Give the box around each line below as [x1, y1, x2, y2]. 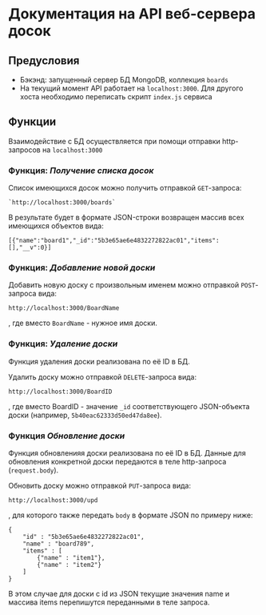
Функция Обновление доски [8, 430, 125, 441]
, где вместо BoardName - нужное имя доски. [8, 318, 157, 328]
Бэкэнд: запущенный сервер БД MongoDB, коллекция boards [19, 75, 229, 84]
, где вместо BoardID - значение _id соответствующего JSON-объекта [8, 401, 250, 411]
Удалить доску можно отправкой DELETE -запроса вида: [8, 372, 197, 381]
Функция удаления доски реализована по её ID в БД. [8, 356, 190, 366]
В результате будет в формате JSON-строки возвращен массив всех [8, 213, 245, 223]
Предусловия [8, 54, 80, 67]
